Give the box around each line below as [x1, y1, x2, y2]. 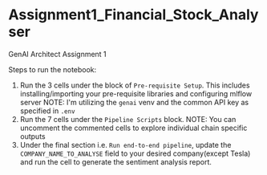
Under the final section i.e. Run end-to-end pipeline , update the [19, 140, 232, 149]
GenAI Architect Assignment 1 [8, 49, 107, 59]
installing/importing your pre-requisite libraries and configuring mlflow [19, 88, 253, 98]
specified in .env [19, 106, 75, 116]
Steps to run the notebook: [8, 64, 97, 74]
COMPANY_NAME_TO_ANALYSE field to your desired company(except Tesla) [19, 149, 251, 158]
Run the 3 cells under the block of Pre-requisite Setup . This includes [19, 80, 250, 90]
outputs [19, 131, 46, 141]
